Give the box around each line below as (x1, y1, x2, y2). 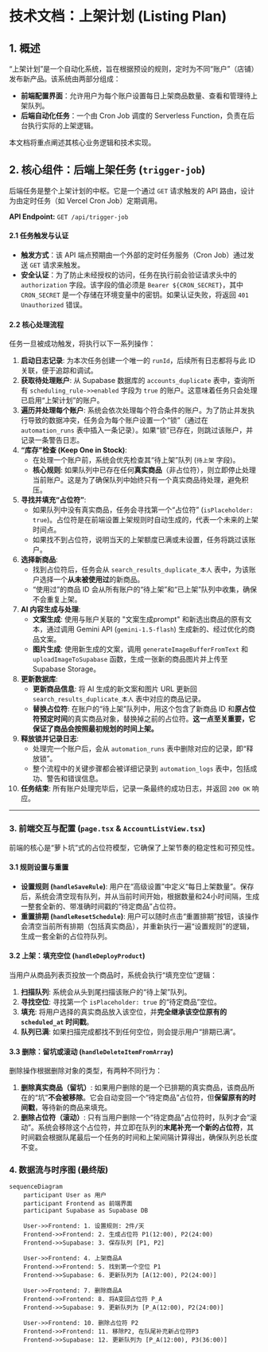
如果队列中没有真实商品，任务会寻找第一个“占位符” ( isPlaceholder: (32, 505, 254, 514)
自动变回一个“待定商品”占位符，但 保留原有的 (103, 1092, 250, 1103)
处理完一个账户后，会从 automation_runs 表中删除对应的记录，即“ (32, 744, 247, 753)
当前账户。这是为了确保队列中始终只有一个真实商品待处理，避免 (32, 475, 242, 485)
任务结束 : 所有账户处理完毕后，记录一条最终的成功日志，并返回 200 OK (20, 783, 251, 793)
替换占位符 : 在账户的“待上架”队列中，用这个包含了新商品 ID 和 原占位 (32, 704, 256, 713)
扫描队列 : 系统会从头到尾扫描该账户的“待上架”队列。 (20, 987, 192, 996)
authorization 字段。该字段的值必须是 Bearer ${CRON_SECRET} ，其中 (20, 280, 244, 290)
